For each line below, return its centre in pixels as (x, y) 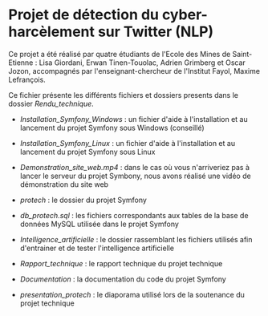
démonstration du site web (64, 184)
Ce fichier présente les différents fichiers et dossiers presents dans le (124, 95)
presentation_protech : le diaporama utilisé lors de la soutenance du (132, 294)
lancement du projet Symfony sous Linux (87, 152)
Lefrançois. (27, 79)
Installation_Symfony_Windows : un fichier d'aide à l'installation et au (134, 119)
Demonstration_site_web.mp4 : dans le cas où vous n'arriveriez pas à (135, 167)
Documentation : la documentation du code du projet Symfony (123, 279)
